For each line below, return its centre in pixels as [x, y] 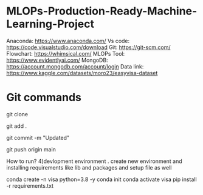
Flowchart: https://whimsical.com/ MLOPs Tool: [66, 53]
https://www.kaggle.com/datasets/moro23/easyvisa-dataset [82, 73]
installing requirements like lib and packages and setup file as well [89, 167]
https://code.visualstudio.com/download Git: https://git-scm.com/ [88, 47]
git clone [17, 114]
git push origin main [31, 149]
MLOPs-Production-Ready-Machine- [102, 11]
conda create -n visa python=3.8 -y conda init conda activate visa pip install [101, 179]
